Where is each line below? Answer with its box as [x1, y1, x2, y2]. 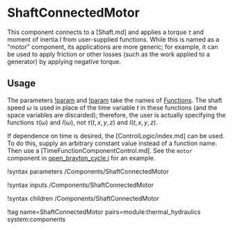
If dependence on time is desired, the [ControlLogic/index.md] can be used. [7, 131, 225, 140]
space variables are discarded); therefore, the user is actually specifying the [7, 110, 226, 119]
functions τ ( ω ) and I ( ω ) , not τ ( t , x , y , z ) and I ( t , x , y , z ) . [7, 118, 158, 126]
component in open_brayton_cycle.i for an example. [7, 154, 156, 162]
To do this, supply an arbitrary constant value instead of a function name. [7, 139, 218, 147]
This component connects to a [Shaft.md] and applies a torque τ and [7, 28, 204, 36]
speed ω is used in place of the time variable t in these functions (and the [7, 103, 218, 112]
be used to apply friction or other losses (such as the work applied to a [7, 50, 210, 58]
